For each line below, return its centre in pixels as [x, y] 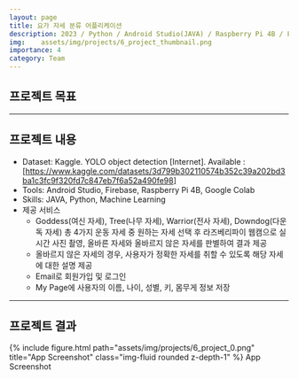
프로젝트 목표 [43, 97]
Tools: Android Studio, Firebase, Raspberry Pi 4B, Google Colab [138, 189]
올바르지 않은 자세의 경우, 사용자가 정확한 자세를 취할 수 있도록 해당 [151, 254]
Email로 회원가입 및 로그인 [81, 276]
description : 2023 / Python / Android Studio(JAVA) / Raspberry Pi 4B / [146, 34]
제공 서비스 [41, 210]
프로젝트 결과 [43, 326]
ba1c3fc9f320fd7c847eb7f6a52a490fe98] [99, 180]
